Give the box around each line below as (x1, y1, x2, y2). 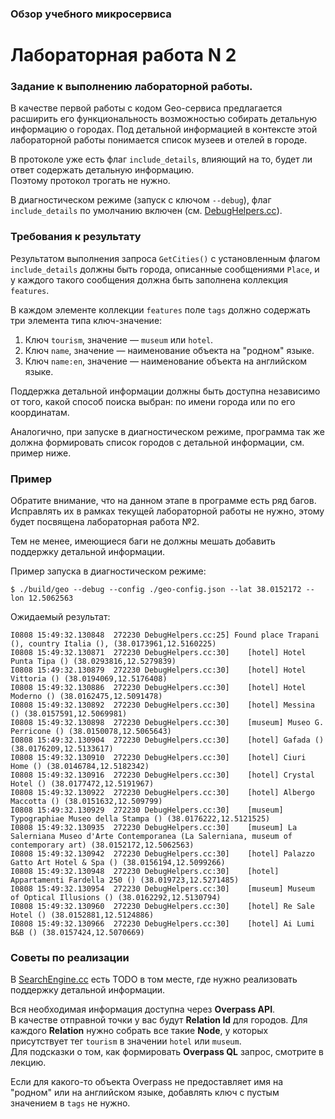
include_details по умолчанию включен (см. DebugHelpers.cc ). (10, 205, 283, 217)
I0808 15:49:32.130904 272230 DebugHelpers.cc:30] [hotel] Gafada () (10, 735, 325, 745)
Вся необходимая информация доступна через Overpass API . (10, 1003, 276, 1016)
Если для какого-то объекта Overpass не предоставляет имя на (10, 1076, 284, 1088)
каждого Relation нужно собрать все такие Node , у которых (10, 1025, 269, 1037)
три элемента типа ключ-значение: (10, 314, 163, 326)
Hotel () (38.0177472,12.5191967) (10, 779, 155, 789)
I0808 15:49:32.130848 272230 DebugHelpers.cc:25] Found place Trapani (10, 630, 320, 640)
